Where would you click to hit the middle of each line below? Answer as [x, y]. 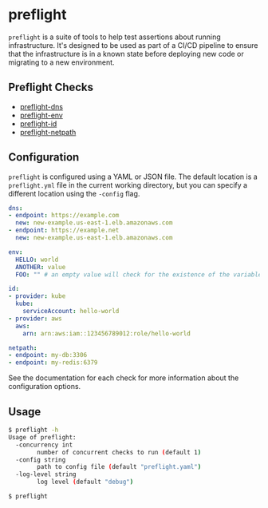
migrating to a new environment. [61, 62]
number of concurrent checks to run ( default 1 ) [119, 452]
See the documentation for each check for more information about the [124, 378]
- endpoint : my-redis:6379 [53, 363]
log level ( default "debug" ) [85, 482]
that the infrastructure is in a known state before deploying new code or [126, 54]
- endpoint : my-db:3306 [48, 355]
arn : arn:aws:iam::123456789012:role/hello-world [107, 333]
